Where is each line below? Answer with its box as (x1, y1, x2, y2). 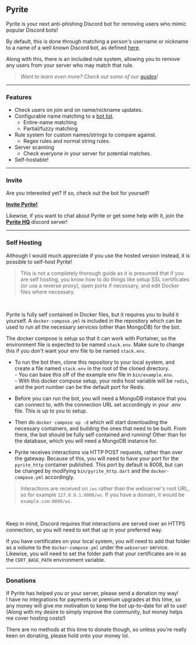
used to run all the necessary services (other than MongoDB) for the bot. (6, 323, 181, 330)
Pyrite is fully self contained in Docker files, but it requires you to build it (6, 310, 179, 318)
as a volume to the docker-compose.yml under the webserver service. (6, 544, 169, 551)
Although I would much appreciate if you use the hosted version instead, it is (6, 252, 190, 259)
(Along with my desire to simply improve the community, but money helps (6, 609, 183, 615)
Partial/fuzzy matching (23, 125, 78, 132)
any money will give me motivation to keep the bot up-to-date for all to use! (6, 602, 187, 609)
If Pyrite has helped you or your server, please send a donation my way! (6, 590, 179, 596)
